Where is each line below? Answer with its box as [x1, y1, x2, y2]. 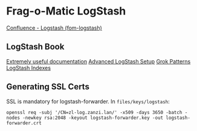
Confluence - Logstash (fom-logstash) [6, 24, 103, 31]
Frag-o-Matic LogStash [6, 4, 126, 18]
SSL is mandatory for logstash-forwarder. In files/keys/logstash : [6, 98, 170, 105]
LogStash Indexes [6, 64, 51, 71]
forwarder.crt [6, 120, 42, 126]
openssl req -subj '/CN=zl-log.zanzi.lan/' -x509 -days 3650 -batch [6, 109, 182, 115]
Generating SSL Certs [6, 81, 89, 92]
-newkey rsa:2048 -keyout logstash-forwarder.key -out [22, 115, 164, 121]
